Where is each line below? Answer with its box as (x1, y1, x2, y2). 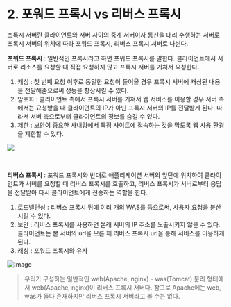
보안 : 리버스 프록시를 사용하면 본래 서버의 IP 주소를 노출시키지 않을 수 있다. (17, 220, 221, 229)
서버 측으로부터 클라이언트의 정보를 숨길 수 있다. (30, 112, 160, 120)
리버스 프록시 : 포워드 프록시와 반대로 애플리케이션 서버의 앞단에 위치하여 (7, 171, 203, 179)
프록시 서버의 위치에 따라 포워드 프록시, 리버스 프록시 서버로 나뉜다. (7, 39, 189, 47)
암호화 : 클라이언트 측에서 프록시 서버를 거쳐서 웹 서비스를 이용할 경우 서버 (17, 94, 217, 103)
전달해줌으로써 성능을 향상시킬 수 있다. (24, 86, 129, 94)
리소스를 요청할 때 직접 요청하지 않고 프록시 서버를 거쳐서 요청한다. (19, 63, 200, 71)
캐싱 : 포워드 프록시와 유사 (17, 246, 88, 254)
